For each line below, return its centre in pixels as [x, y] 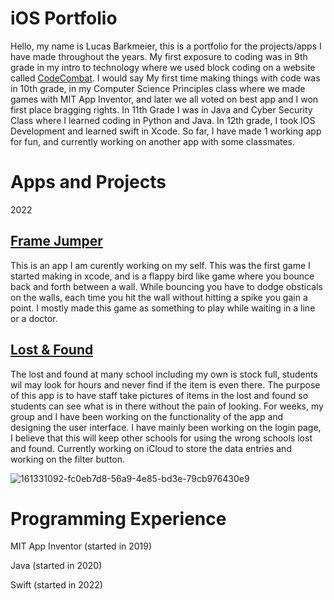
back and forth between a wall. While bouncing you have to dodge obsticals [167, 286]
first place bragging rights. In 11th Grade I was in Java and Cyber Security [161, 109]
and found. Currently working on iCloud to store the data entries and [151, 448]
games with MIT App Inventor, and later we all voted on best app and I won [164, 99]
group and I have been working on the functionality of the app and [147, 416]
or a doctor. [34, 318]
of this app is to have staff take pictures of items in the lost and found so [159, 395]
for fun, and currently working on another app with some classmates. [153, 141]
